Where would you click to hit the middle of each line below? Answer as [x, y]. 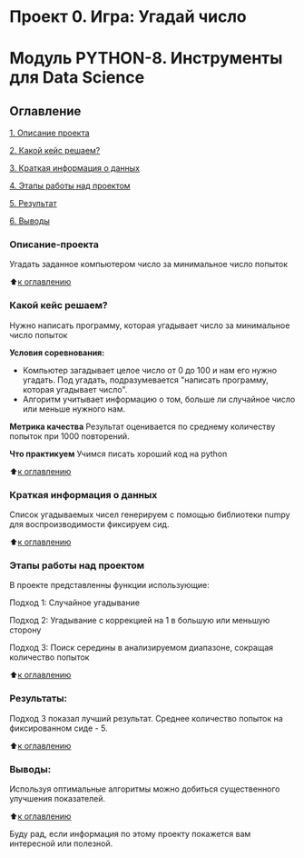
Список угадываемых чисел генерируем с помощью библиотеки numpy [150, 514]
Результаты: [39, 699]
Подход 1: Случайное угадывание [75, 603]
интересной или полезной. [61, 843]
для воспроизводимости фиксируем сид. [89, 524]
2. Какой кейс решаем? [55, 151]
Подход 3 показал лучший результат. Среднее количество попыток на [146, 718]
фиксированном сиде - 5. [59, 728]
